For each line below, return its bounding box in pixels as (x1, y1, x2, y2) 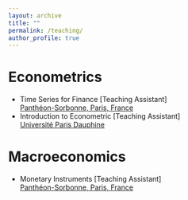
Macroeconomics (8, 148, 126, 166)
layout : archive (8, 11, 62, 20)
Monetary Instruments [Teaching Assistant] (19, 175, 162, 184)
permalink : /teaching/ (8, 26, 83, 34)
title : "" (8, 19, 41, 27)
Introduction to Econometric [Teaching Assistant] (19, 112, 181, 121)
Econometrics (8, 69, 103, 86)
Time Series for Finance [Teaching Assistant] (19, 95, 167, 104)
